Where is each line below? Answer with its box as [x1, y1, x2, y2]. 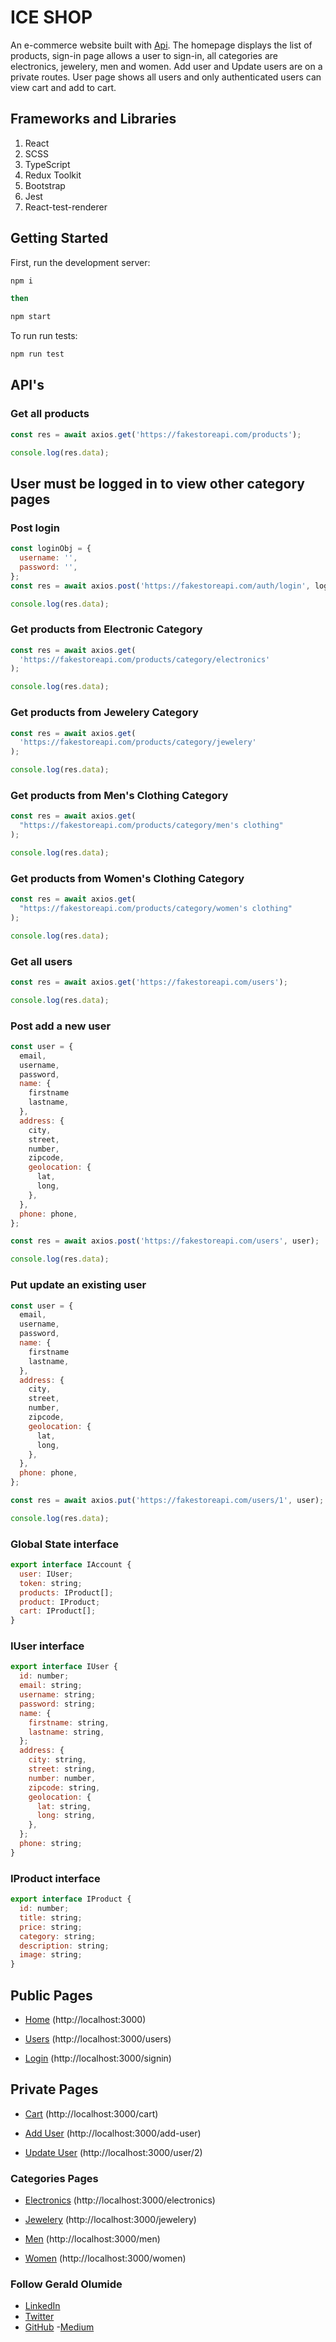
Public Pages [10, 1987, 93, 2004]
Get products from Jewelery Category [10, 706, 199, 720]
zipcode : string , [28, 1782, 101, 1793]
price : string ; [19, 1922, 83, 1932]
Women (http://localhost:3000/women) [24, 2252, 187, 2265]
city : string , [28, 1755, 87, 1765]
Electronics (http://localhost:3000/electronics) [24, 2194, 216, 2206]
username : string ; [19, 1690, 97, 1700]
